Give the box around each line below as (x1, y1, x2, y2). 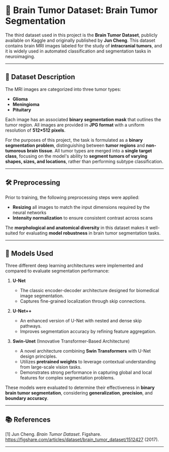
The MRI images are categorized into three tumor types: (5, 86, 122, 92)
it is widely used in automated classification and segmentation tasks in (5, 48, 151, 54)
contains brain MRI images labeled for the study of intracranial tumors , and (5, 42, 162, 48)
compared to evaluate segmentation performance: (5, 268, 110, 274)
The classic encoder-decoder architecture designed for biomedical (20, 288, 159, 294)
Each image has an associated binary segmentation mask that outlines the (5, 116, 161, 123)
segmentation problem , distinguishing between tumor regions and (5, 142, 145, 148)
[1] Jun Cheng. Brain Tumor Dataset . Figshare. (5, 431, 102, 437)
